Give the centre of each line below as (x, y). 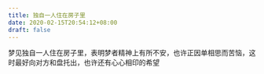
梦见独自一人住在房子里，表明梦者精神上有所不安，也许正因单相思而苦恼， (128, 53)
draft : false (29, 30)
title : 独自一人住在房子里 (47, 15)
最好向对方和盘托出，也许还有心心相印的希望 (87, 62)
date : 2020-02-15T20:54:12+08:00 (63, 23)
